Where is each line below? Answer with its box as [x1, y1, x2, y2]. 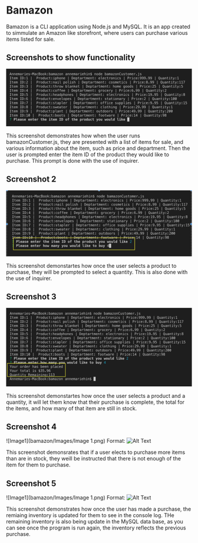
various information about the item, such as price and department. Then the [6, 144, 190, 152]
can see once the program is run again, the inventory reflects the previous [6, 524, 186, 531]
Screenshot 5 [6, 478, 57, 488]
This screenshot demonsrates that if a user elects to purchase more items [6, 449, 186, 456]
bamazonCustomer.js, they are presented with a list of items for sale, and [6, 138, 184, 145]
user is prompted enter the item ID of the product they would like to [6, 151, 170, 158]
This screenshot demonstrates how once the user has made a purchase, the [6, 505, 192, 513]
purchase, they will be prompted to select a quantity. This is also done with [6, 268, 188, 275]
